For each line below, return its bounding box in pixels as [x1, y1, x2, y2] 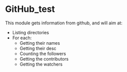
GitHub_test [5, 3, 55, 15]
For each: [12, 35, 32, 41]
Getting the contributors [19, 56, 69, 62]
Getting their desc [19, 45, 57, 51]
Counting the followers [19, 51, 66, 57]
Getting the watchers [19, 61, 63, 67]
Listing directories [12, 29, 49, 35]
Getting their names [19, 40, 60, 46]
